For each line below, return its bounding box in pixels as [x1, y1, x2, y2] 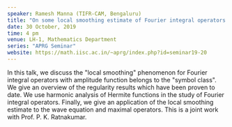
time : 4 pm [7, 29, 39, 37]
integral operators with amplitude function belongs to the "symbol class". [7, 75, 217, 84]
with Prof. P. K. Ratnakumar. [7, 112, 87, 121]
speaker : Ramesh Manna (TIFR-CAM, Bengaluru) [7, 10, 141, 17]
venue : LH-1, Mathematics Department [7, 36, 117, 43]
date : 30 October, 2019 [7, 23, 77, 30]
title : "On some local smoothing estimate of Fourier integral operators [7, 17, 226, 24]
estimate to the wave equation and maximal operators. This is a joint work [7, 105, 219, 114]
